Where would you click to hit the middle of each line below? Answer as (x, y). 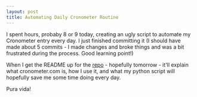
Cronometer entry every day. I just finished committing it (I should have (93, 40)
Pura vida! (19, 89)
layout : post (22, 12)
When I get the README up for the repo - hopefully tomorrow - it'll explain (98, 65)
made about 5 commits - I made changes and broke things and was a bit (95, 47)
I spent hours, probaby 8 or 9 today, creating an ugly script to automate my (98, 34)
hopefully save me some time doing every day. (64, 77)
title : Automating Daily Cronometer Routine (62, 17)
